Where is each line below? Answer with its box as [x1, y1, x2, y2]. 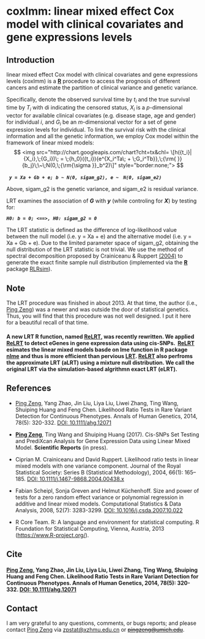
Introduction [6, 54, 55, 65]
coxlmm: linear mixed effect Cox [6, 4, 174, 18]
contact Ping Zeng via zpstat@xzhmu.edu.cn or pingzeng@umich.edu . [6, 626, 185, 633]
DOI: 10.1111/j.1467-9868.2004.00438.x [27, 475, 124, 482]
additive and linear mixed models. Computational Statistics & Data [15, 500, 182, 507]
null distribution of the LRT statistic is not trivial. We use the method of [6, 246, 184, 253]
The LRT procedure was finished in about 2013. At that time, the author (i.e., [6, 299, 198, 307]
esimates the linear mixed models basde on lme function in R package [6, 346, 188, 353]
